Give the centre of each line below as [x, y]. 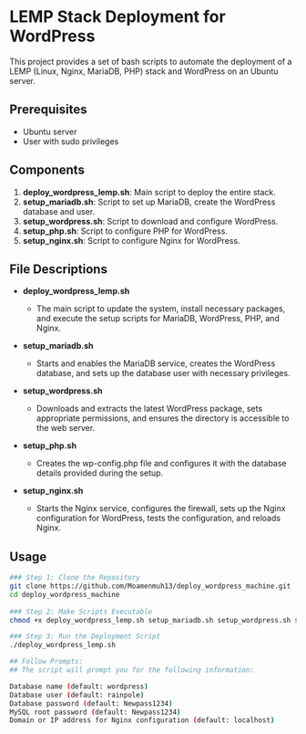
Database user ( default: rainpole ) [77, 695]
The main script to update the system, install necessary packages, [161, 309]
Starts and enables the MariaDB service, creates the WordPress [156, 363]
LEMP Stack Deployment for [117, 17]
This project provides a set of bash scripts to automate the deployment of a [151, 61]
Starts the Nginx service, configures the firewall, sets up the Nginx [161, 509]
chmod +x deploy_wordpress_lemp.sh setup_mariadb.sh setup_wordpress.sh [150, 620]
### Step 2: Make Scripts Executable [81, 612]
